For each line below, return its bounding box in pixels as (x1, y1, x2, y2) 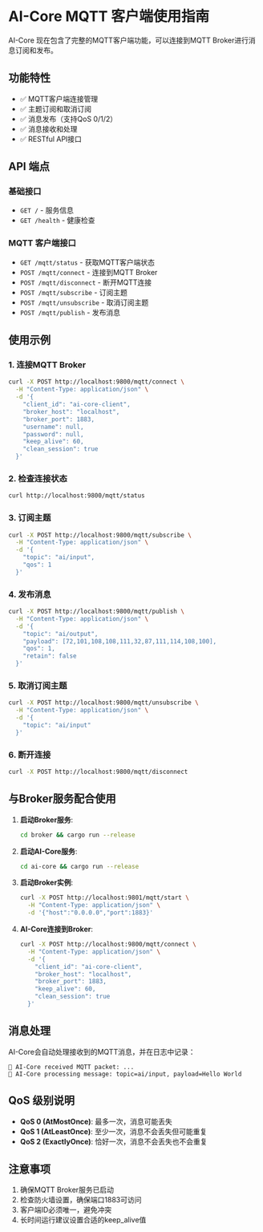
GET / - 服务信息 (19, 205, 74, 215)
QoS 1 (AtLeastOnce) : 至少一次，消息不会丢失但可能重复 (19, 1126, 208, 1136)
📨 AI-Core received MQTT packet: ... (8, 1063, 135, 1071)
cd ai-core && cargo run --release (19, 862, 140, 870)
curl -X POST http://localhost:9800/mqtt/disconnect (8, 768, 188, 776)
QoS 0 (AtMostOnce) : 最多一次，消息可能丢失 (19, 1116, 172, 1126)
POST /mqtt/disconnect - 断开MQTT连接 (19, 278, 152, 287)
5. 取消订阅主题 (8, 679, 67, 691)
